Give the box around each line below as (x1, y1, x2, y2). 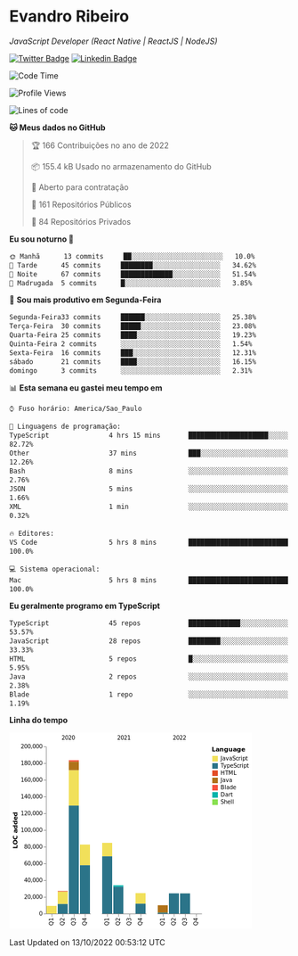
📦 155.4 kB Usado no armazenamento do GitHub (30, 161, 212, 171)
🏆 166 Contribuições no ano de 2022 (30, 140, 169, 151)
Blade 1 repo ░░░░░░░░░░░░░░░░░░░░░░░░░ (9, 689, 289, 699)
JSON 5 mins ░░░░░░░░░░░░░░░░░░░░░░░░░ (9, 484, 289, 493)
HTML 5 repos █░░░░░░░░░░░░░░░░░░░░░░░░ (9, 654, 289, 663)
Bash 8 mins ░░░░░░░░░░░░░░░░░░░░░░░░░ (9, 466, 289, 475)
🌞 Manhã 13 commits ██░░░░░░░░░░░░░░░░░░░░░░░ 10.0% (9, 251, 255, 260)
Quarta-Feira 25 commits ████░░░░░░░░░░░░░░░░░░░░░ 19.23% (9, 330, 256, 340)
